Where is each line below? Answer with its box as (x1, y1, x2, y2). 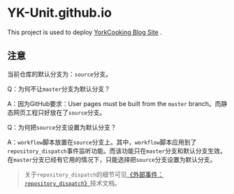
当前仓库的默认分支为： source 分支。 (7, 70, 112, 78)
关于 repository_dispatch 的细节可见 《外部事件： (24, 170, 164, 179)
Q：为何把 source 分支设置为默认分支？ (7, 123, 117, 131)
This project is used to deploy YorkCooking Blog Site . (7, 28, 162, 36)
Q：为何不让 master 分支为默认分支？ (7, 84, 110, 93)
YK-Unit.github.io (7, 5, 112, 21)
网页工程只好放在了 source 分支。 (13, 108, 106, 117)
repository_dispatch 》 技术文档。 (24, 179, 121, 187)
